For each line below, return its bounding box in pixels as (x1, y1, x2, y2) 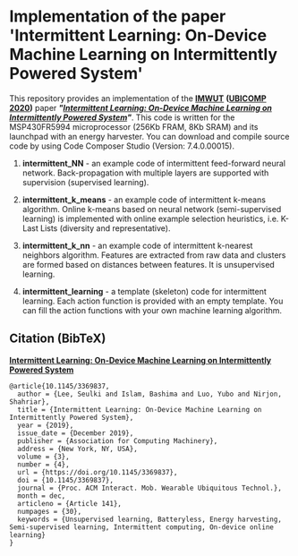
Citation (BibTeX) (9, 331, 106, 346)
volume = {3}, (17, 452, 70, 461)
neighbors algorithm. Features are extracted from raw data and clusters (21, 249, 286, 261)
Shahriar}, (9, 397, 50, 406)
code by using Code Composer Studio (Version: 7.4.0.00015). (9, 141, 235, 151)
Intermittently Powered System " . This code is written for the (9, 112, 235, 123)
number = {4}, (17, 459, 70, 469)
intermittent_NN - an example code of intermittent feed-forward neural (21, 158, 286, 168)
